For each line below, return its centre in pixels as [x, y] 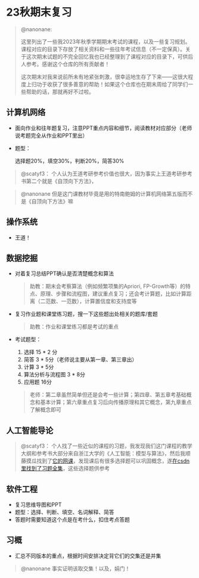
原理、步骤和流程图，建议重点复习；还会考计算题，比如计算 [113, 294]
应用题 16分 [38, 382]
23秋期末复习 [39, 12]
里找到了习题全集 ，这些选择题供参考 [65, 469]
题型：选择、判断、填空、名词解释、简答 [64, 512]
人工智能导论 [30, 431]
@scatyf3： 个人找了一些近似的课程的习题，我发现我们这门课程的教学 [106, 446]
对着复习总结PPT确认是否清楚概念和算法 [64, 273]
